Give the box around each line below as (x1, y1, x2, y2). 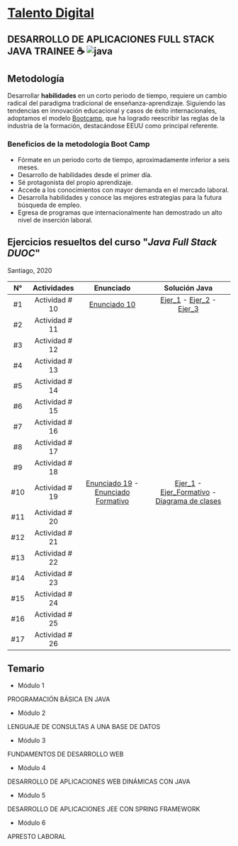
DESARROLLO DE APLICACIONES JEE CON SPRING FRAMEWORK (7, 805, 200, 813)
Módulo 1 (17, 682, 45, 690)
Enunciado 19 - (86, 478, 140, 488)
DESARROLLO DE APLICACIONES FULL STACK (7, 33, 215, 45)
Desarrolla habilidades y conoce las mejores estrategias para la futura (17, 193, 222, 201)
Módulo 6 (17, 818, 46, 827)
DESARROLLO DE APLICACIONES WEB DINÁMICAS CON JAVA (7, 777, 191, 786)
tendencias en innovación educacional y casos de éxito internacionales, (7, 106, 217, 115)
